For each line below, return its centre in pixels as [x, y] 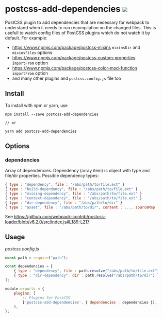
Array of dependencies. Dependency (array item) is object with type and [77, 171]
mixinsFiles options [32, 53]
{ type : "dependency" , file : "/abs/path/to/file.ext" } [65, 185]
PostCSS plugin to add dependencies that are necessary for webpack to [77, 22]
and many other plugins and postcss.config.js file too [66, 78]
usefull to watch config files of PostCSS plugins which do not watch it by [78, 33]
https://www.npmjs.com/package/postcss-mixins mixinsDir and [76, 47]
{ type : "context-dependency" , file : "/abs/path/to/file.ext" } [73, 198]
